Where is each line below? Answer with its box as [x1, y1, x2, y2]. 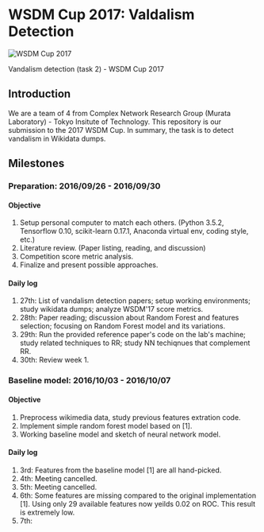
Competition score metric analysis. [19, 252, 134, 262]
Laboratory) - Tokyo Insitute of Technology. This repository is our [8, 117, 222, 126]
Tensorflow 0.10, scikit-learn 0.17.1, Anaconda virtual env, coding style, [19, 227, 249, 236]
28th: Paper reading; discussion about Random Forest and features [19, 313, 239, 323]
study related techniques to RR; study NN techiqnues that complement [19, 338, 251, 348]
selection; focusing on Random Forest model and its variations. [19, 321, 226, 331]
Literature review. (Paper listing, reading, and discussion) [19, 243, 206, 253]
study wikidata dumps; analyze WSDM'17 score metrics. [19, 305, 204, 314]
